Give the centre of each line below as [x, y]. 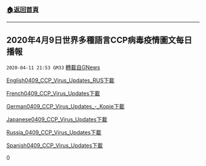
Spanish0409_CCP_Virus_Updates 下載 [55, 146]
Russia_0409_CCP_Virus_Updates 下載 [54, 132]
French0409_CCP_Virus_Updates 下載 [53, 94]
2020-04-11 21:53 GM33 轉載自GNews [53, 67]
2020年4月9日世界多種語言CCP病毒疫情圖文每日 [99, 40]
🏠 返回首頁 [23, 9]
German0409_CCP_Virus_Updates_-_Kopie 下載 [66, 107]
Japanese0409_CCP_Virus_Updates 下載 [57, 119]
